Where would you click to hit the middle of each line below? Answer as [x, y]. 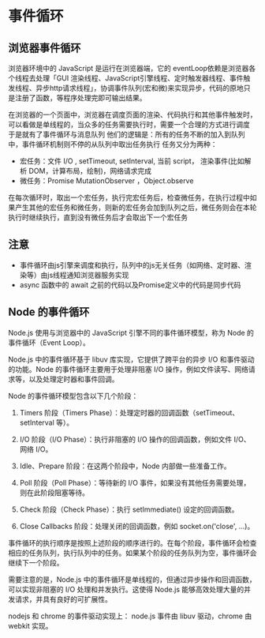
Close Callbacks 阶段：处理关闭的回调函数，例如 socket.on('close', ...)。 [137, 526]
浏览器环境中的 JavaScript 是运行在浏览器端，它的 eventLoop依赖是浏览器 [129, 68]
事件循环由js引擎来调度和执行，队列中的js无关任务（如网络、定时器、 [132, 265]
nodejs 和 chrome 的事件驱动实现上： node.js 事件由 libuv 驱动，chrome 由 [130, 616]
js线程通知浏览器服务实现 [88, 275]
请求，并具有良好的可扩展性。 [63, 599]
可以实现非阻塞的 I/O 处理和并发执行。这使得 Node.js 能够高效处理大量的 [126, 589]
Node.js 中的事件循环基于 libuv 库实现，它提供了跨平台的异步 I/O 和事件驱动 [131, 359]
